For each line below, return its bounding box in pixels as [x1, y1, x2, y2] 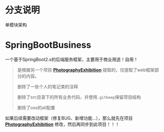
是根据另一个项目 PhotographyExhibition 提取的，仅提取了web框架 [17, 67, 155, 73]
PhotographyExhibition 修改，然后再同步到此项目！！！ [5, 121, 120, 127]
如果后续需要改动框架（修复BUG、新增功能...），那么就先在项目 [5, 115, 133, 121]
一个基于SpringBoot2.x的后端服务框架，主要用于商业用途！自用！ [5, 56, 138, 62]
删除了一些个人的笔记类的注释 [17, 84, 78, 89]
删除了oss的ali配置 [17, 104, 55, 110]
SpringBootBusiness [5, 40, 91, 51]
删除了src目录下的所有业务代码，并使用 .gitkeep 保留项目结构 [17, 94, 141, 100]
